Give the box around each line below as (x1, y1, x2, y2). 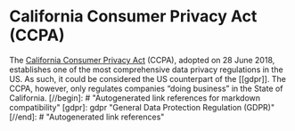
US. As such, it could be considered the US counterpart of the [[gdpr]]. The (9, 73, 287, 84)
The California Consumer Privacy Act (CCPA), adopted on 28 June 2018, (9, 54, 275, 65)
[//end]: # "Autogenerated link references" (9, 111, 165, 122)
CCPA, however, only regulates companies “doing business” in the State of (9, 83, 283, 94)
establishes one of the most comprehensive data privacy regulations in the (9, 64, 283, 75)
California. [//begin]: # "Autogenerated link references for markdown (9, 92, 261, 103)
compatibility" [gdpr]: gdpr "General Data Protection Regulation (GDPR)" (9, 102, 275, 112)
